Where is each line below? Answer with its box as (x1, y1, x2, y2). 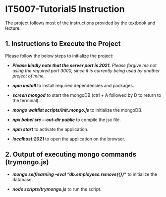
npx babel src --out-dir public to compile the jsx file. (12, 117, 121, 123)
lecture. (5, 25, 21, 31)
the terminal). (12, 97, 40, 103)
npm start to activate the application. (12, 126, 89, 132)
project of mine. (12, 73, 45, 79)
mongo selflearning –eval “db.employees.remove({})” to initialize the (12, 171, 158, 177)
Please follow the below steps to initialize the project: (5, 53, 114, 59)
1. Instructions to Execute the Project (5, 40, 121, 48)
